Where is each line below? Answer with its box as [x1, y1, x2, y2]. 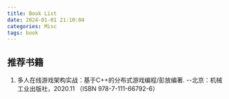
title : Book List [7, 10, 57, 17]
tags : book [7, 29, 39, 36]
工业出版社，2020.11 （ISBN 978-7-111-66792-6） [17, 85, 159, 93]
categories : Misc [7, 23, 57, 30]
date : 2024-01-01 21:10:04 [7, 16, 85, 23]
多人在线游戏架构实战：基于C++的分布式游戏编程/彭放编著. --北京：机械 [17, 76, 223, 85]
